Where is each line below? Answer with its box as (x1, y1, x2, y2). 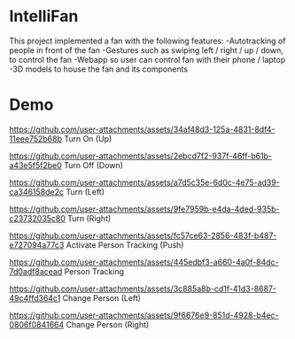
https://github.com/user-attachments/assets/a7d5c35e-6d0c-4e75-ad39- (9, 177, 281, 188)
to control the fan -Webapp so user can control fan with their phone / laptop (9, 54, 286, 65)
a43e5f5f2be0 (9, 159, 62, 170)
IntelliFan (9, 6, 79, 27)
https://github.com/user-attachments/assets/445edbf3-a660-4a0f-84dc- (9, 257, 279, 267)
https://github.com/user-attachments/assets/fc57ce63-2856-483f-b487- (9, 230, 277, 241)
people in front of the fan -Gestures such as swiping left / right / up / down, (9, 44, 283, 55)
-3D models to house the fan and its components (9, 64, 189, 74)
